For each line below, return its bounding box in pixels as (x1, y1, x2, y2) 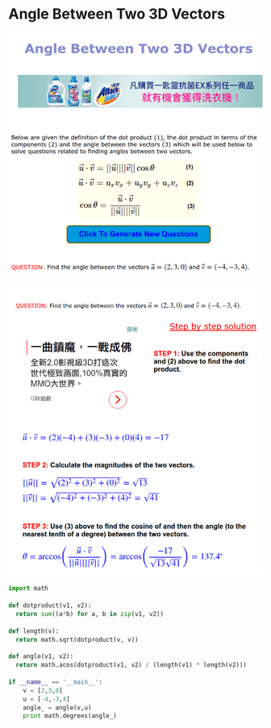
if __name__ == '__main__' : (8, 678, 103, 686)
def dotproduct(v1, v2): (8, 601, 92, 609)
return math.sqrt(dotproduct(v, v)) (15, 635, 139, 643)
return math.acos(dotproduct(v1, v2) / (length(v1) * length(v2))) (15, 661, 248, 669)
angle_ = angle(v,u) (23, 703, 92, 712)
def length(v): (8, 626, 60, 635)
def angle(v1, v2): (8, 652, 74, 661)
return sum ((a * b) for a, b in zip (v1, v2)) (15, 609, 164, 618)
